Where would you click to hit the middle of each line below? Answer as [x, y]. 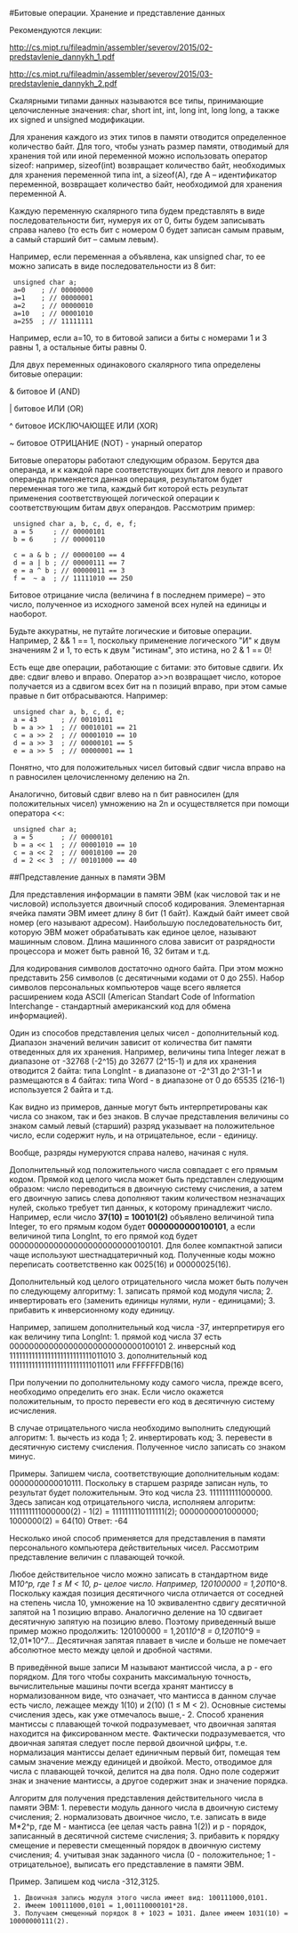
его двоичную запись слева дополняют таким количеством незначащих [147, 1198]
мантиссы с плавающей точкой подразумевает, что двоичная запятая [143, 1724]
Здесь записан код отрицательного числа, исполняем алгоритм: [133, 1502]
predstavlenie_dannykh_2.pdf [63, 83]
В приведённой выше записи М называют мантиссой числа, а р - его [141, 1667]
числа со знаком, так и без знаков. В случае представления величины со [149, 1116]
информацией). [38, 1015]
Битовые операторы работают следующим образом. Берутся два [134, 460]
